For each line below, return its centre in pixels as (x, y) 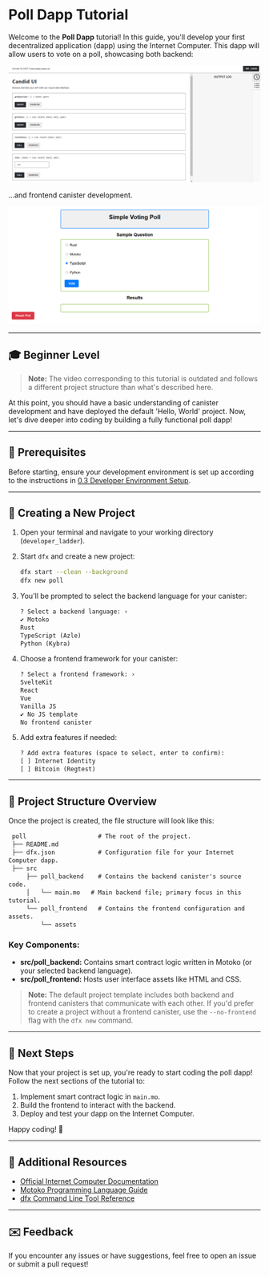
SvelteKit (36, 683)
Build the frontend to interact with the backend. (98, 1105)
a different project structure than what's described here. (120, 387)
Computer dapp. (34, 860)
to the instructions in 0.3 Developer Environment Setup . (99, 480)
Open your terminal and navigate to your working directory (116, 532)
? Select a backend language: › (74, 612)
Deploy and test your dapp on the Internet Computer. (107, 1114)
